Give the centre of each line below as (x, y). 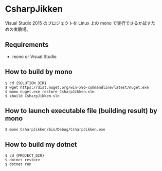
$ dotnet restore (23, 160)
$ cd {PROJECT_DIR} (25, 156)
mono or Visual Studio (34, 57)
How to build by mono (39, 72)
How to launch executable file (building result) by (81, 111)
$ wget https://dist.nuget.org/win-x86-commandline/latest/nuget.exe (77, 87)
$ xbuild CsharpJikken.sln (32, 96)
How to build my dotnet (41, 144)
